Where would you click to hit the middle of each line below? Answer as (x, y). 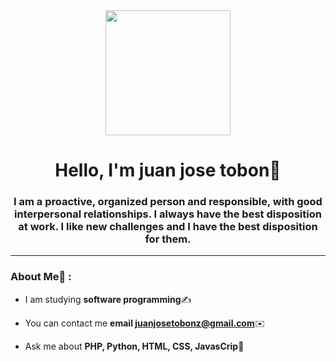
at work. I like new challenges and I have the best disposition (168, 227)
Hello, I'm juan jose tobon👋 (168, 170)
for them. (168, 239)
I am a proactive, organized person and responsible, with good (168, 202)
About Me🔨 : (41, 277)
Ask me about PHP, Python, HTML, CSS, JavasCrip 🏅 (134, 346)
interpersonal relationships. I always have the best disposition (168, 214)
